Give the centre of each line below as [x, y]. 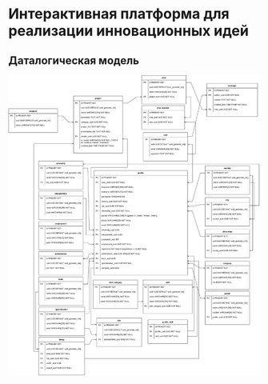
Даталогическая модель [74, 60]
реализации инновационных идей [129, 31]
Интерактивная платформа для [119, 14]
